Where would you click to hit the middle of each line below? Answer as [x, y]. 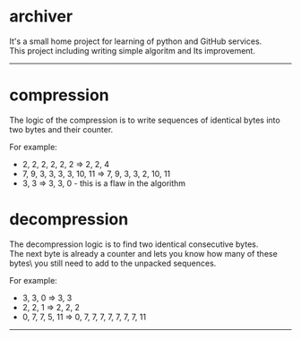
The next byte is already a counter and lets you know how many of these [143, 253]
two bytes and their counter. [61, 129]
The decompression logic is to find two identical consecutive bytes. [134, 244]
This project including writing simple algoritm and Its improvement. [132, 50]
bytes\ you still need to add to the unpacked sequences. [113, 263]
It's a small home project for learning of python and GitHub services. [136, 41]
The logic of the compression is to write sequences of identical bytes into [145, 120]
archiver [41, 17]
